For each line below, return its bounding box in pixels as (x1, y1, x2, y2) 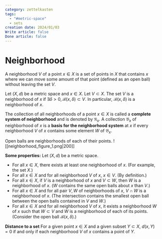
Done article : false (5, 34, 47, 39)
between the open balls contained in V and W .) (12, 198, 106, 204)
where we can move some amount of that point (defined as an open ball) (5, 76, 150, 82)
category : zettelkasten (5, 7, 53, 12)
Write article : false (5, 30, 49, 34)
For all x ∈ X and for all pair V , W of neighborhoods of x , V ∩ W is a (12, 188, 146, 194)
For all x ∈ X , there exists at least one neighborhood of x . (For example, (12, 162, 156, 168)
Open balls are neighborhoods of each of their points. (5, 138, 113, 144)
